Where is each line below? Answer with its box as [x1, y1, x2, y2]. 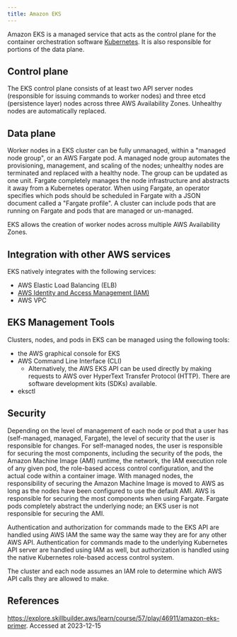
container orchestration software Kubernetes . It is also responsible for [7, 37, 212, 46]
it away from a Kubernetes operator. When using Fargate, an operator [7, 184, 210, 192]
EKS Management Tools [7, 316, 115, 328]
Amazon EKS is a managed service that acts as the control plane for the [7, 30, 216, 38]
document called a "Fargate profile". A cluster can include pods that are [7, 199, 216, 208]
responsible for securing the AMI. [7, 509, 105, 518]
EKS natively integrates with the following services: [7, 267, 156, 276]
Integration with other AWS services [7, 248, 171, 260]
